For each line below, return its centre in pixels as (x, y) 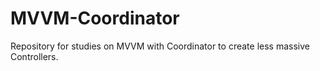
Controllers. (34, 56)
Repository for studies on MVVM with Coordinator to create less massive (160, 46)
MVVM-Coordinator (95, 18)
